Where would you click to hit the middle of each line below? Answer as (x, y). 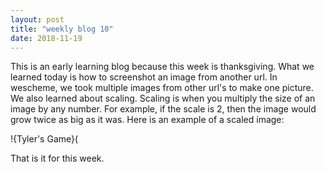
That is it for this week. (57, 158)
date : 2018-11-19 (46, 38)
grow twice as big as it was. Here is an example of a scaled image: (147, 120)
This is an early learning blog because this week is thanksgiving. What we (162, 67)
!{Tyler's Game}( (44, 139)
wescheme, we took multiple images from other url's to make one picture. (162, 88)
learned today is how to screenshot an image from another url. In (144, 77)
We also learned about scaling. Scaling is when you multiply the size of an (163, 98)
